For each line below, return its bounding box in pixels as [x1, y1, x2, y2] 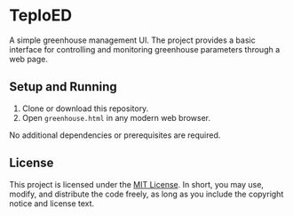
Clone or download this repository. [21, 103, 149, 114]
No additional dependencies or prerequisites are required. [9, 130, 221, 140]
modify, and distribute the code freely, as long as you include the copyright [9, 188, 284, 199]
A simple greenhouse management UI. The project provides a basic [9, 35, 256, 45]
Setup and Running [9, 79, 117, 94]
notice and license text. [9, 197, 95, 209]
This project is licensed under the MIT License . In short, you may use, [9, 179, 265, 189]
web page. [9, 53, 49, 64]
